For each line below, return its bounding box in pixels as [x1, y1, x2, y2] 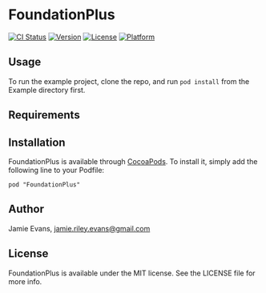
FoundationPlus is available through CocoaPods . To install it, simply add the [8, 156, 258, 166]
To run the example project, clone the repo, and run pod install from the [8, 76, 250, 86]
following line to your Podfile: [8, 165, 105, 175]
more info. [8, 276, 42, 286]
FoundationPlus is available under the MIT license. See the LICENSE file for [8, 268, 256, 278]
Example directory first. [8, 85, 86, 94]
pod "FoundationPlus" [8, 180, 81, 189]
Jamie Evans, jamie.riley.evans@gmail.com [8, 223, 151, 233]
